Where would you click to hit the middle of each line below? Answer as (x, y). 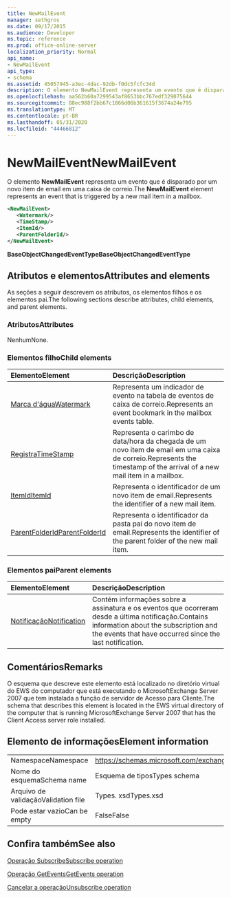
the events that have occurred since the (156, 634)
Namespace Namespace (49, 760)
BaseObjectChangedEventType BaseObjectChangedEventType (99, 254)
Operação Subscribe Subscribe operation (65, 860)
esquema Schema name (49, 780)
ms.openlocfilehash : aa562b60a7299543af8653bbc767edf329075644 (100, 97)
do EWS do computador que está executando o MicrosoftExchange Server (113, 691)
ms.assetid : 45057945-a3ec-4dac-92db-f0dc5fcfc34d (81, 84)
